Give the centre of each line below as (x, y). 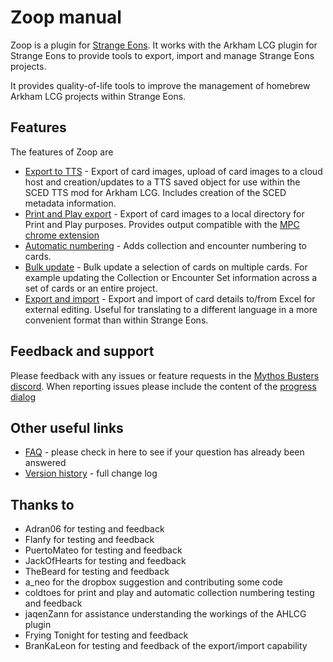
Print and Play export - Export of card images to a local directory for (164, 213)
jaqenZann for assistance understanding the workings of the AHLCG (165, 614)
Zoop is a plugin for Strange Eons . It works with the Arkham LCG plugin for (164, 45)
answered (45, 463)
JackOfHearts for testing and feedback (105, 561)
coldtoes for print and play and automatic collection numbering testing (169, 593)
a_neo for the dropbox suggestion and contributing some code (153, 582)
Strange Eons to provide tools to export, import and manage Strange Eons (162, 55)
